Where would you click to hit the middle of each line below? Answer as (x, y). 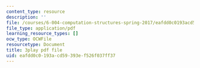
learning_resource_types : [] (42, 34)
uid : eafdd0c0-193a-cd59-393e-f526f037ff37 (61, 56)
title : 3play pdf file (34, 50)
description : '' (26, 17)
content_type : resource (36, 12)
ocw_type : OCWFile (29, 39)
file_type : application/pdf (41, 28)
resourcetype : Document (36, 45)
